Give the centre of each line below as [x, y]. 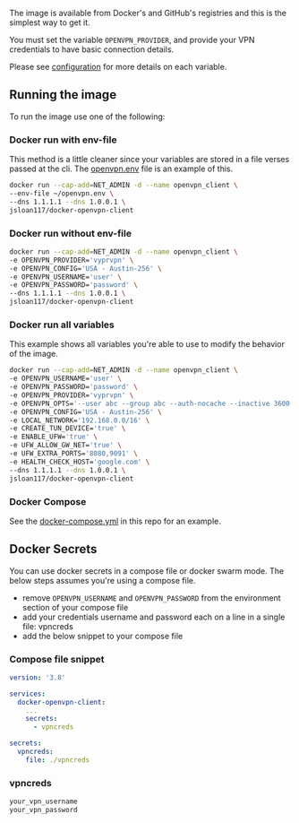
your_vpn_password [43, 810]
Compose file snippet [57, 659]
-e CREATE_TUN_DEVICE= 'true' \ [68, 429]
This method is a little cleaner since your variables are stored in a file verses [149, 160]
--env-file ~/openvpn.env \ [62, 193]
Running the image [63, 95]
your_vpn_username [43, 801]
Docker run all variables [62, 325]
